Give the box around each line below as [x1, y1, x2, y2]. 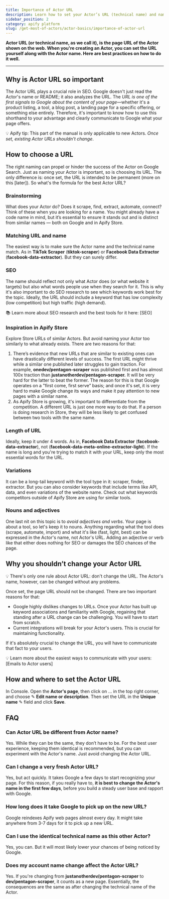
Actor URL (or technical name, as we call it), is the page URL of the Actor [6, 40, 159, 46]
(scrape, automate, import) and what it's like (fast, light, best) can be [6, 529, 147, 535]
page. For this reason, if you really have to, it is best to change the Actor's [6, 780, 160, 786]
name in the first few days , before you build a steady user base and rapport [6, 785, 163, 792]
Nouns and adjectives [6, 507, 60, 514]
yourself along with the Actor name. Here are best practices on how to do [6, 51, 161, 57]
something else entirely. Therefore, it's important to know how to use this [6, 109, 157, 116]
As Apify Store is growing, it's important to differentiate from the [13, 398, 146, 404]
